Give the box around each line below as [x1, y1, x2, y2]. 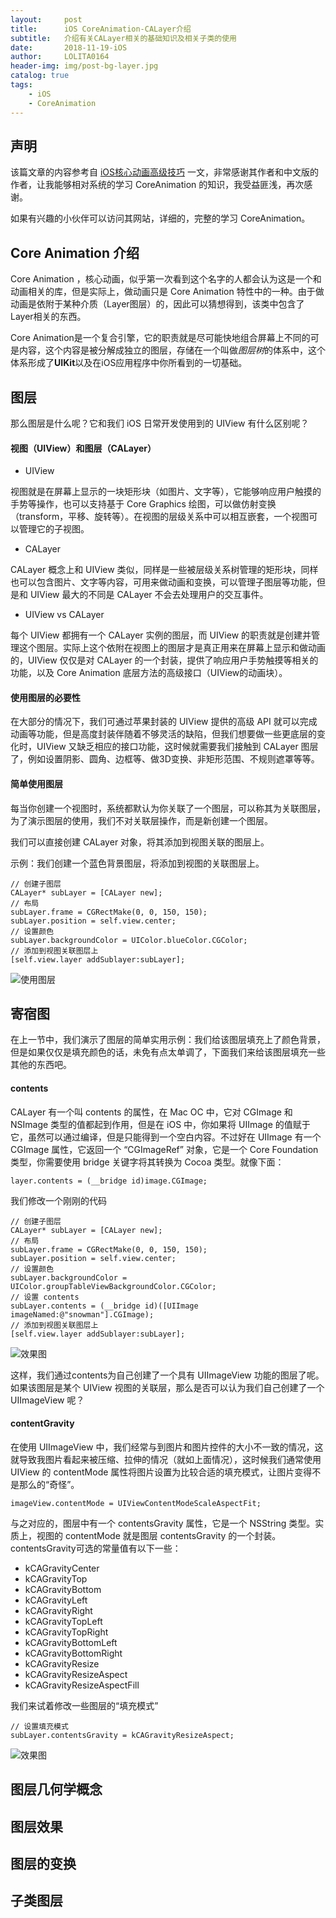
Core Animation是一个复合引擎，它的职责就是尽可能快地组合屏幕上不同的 [10, 332, 311, 344]
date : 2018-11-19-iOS [10, 42, 128, 53]
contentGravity [10, 1417, 75, 1430]
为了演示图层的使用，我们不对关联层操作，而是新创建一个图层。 [10, 814, 273, 826]
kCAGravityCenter [24, 1562, 100, 1574]
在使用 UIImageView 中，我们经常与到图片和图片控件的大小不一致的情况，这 [10, 1441, 324, 1453]
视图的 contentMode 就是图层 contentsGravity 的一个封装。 [36, 1529, 282, 1541]
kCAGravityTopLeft [24, 1615, 103, 1627]
